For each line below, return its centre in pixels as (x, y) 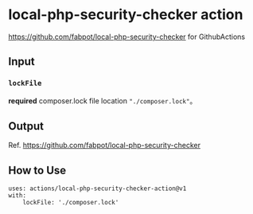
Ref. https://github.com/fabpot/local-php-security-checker (105, 146)
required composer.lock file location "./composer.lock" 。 (103, 100)
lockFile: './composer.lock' (71, 203)
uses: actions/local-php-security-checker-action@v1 (97, 189)
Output (26, 126)
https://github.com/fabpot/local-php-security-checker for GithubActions (127, 37)
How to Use (37, 170)
